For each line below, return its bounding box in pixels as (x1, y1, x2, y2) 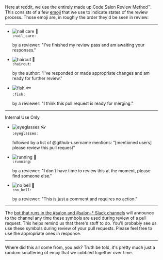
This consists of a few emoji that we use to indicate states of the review (5, 9, 148, 15)
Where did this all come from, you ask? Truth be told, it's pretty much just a (5, 244, 155, 250)
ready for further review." (12, 75, 63, 81)
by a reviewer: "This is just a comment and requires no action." (12, 196, 138, 202)
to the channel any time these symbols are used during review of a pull (5, 215, 147, 221)
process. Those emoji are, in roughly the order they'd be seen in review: (5, 15, 149, 20)
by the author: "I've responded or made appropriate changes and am (12, 70, 150, 76)
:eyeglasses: (12, 131, 39, 136)
